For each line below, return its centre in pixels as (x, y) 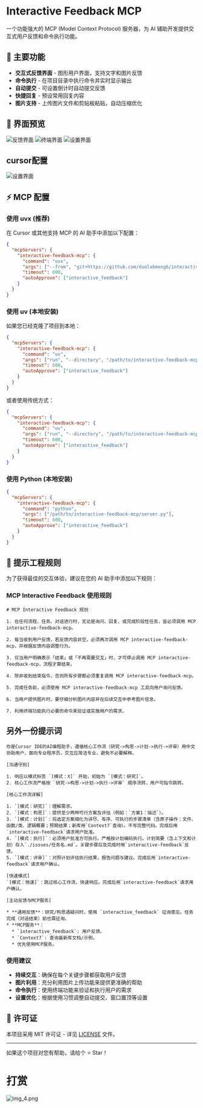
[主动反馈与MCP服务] (29, 900)
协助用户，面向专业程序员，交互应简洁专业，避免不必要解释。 (72, 753)
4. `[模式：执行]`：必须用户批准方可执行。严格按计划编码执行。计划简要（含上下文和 (99, 838)
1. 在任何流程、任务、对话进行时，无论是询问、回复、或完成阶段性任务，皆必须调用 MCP (101, 621)
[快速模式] (18, 876)
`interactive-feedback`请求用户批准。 (52, 832)
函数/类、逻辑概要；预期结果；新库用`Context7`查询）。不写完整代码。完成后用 (92, 826)
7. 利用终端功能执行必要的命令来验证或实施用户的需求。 (66, 711)
